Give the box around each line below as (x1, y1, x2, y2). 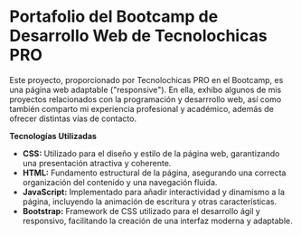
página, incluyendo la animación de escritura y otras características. (22, 196, 277, 207)
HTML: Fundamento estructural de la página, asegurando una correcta (22, 167, 287, 178)
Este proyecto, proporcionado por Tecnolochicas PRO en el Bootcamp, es (9, 74, 284, 85)
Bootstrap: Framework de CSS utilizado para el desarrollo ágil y (22, 205, 260, 216)
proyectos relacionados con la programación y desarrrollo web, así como (9, 93, 282, 105)
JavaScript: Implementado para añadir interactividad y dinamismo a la (22, 186, 286, 197)
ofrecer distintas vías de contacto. (9, 113, 137, 124)
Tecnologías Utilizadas (9, 130, 98, 141)
